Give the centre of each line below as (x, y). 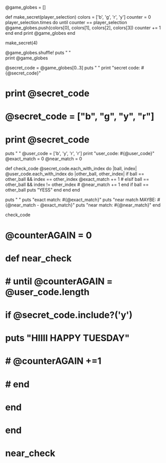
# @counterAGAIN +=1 (53, 361)
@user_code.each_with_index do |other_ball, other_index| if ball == (75, 174)
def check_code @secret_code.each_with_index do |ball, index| (71, 169)
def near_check (38, 258)
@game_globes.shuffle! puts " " (38, 53)
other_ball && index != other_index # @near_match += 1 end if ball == (77, 185)
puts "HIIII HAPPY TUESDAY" (67, 338)
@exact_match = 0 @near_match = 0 (44, 159)
